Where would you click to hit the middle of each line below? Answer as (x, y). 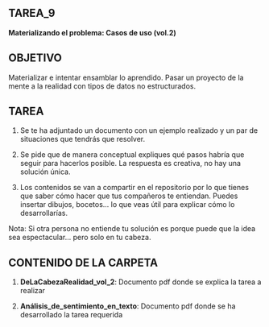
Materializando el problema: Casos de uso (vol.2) (93, 32)
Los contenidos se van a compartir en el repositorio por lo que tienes (134, 188)
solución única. (45, 172)
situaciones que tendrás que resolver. (83, 139)
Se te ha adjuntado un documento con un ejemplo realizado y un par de (139, 130)
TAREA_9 (32, 13)
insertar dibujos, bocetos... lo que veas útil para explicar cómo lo (127, 205)
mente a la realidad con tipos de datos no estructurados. (102, 86)
